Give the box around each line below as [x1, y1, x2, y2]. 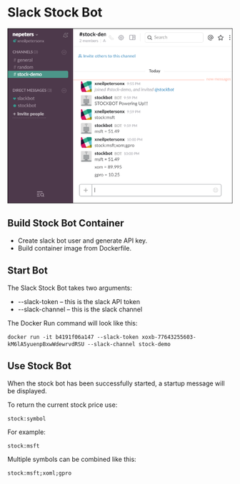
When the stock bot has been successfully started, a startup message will [7, 379, 225, 388]
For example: [7, 428, 46, 436]
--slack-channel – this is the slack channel [17, 305, 143, 313]
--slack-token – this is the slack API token [17, 297, 141, 306]
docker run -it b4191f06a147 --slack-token [7, 333, 139, 341]
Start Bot [7, 265, 48, 277]
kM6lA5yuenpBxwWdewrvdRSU [7, 341, 84, 348]
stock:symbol [7, 415, 46, 422]
